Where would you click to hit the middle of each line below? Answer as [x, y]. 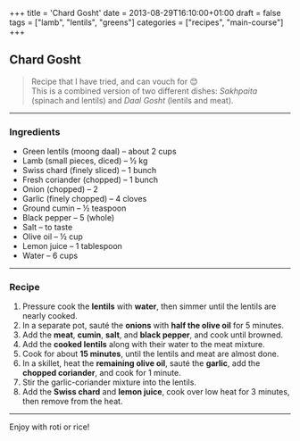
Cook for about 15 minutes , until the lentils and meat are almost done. [150, 354]
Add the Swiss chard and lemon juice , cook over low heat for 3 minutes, [156, 392]
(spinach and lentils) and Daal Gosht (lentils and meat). [132, 100]
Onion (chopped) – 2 [60, 189]
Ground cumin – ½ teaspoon [74, 208]
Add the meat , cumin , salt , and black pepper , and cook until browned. [153, 335]
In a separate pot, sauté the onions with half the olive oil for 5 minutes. [153, 326]
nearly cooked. [50, 316]
